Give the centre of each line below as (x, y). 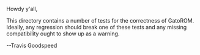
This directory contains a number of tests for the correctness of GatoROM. (100, 20)
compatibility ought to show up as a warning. (63, 34)
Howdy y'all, (22, 9)
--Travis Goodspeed (32, 46)
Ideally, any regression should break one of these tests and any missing (97, 27)
